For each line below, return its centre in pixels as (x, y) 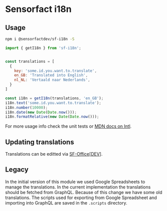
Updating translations (40, 142)
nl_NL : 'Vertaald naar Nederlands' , (52, 80)
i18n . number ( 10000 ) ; (27, 107)
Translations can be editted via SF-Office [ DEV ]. (54, 154)
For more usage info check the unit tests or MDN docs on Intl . (69, 126)
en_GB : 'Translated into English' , (51, 75)
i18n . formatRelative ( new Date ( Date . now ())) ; (52, 117)
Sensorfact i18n (38, 9)
